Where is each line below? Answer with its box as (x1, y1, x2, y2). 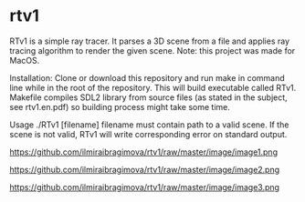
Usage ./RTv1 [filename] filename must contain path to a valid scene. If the (9, 119, 289, 130)
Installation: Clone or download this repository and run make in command (9, 72, 285, 83)
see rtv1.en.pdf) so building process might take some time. (9, 101, 231, 112)
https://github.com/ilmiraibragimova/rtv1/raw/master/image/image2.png (9, 164, 280, 175)
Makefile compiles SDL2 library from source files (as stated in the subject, (9, 92, 288, 103)
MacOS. (9, 55, 40, 66)
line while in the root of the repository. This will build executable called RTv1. (9, 82, 297, 93)
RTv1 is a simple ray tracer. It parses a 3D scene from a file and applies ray (9, 35, 290, 46)
